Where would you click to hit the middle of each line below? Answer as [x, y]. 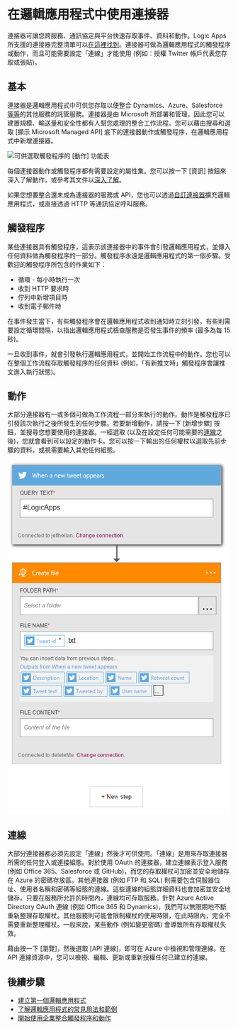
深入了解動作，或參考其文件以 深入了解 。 [66, 180]
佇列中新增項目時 [42, 297]
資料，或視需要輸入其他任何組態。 [69, 450]
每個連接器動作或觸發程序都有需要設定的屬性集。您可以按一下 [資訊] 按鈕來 [117, 170]
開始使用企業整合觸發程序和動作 [64, 1018]
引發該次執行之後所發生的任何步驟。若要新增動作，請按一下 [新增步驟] [110, 424]
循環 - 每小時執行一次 [49, 279]
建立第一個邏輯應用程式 [52, 1000]
